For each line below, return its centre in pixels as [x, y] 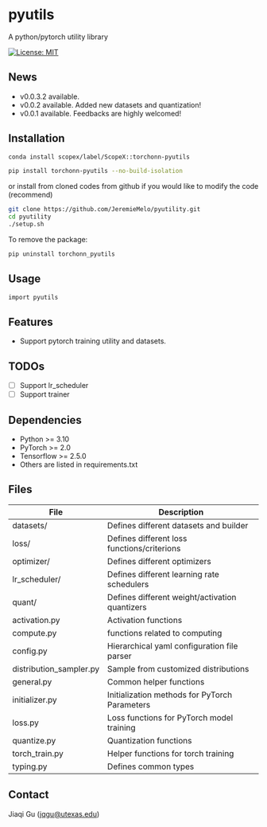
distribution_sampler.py [56, 668]
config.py [30, 651]
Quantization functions [149, 740]
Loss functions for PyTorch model [170, 717]
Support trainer [44, 394]
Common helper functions [156, 681]
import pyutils [33, 297]
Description [181, 511]
